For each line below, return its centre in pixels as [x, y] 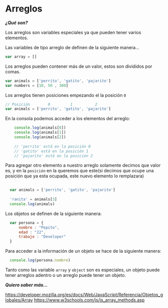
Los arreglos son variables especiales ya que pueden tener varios [73, 32]
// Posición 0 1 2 [51, 104]
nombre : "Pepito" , [39, 227]
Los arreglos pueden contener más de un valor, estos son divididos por [79, 66]
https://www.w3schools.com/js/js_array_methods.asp [89, 300]
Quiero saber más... [27, 285]
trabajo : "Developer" [42, 237]
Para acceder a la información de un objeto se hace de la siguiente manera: [83, 251]
